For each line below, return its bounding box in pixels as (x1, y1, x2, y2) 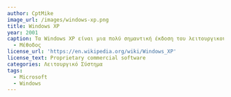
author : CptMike (7, 10, 54, 17)
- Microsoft (13, 73, 48, 81)
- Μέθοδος (13, 42, 41, 48)
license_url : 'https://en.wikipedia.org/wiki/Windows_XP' (7, 48, 177, 55)
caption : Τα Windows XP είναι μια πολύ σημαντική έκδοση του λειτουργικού (7, 36, 226, 42)
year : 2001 (7, 29, 38, 36)
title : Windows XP (7, 23, 60, 29)
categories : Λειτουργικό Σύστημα (7, 61, 103, 68)
